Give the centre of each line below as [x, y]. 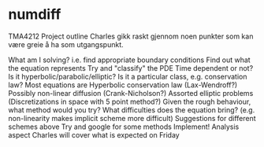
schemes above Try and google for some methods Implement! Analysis [124, 127]
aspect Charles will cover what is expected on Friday [94, 134]
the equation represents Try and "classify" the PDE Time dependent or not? [131, 68]
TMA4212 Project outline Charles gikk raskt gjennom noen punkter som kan [131, 36]
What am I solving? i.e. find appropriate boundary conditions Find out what [129, 60]
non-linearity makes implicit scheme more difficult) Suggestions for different [132, 118]
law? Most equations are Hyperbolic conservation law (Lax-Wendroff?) [123, 85]
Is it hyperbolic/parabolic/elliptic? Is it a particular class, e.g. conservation [128, 76]
